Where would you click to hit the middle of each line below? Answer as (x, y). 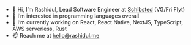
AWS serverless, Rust (39, 29)
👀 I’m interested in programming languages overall (76, 16)
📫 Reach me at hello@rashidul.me (56, 36)
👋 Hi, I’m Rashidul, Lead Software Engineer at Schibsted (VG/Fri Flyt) (99, 9)
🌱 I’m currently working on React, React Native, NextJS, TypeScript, (98, 22)
